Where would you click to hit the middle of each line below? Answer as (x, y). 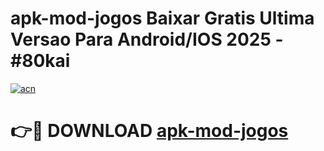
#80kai (40, 61)
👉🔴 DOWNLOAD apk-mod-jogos (149, 131)
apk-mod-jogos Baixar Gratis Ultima (162, 18)
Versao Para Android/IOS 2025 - (147, 39)
